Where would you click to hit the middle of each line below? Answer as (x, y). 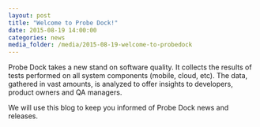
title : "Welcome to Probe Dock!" (63, 23)
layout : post (30, 15)
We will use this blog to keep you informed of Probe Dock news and (119, 108)
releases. (23, 116)
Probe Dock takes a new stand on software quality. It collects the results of (130, 67)
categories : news (37, 37)
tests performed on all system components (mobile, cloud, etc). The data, (128, 76)
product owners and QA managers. (65, 92)
